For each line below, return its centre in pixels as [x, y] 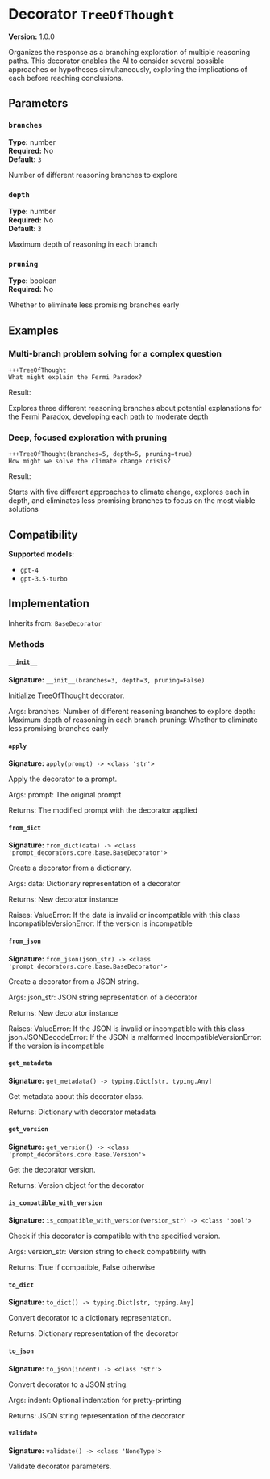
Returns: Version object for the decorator [77, 1185]
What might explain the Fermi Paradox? [75, 377]
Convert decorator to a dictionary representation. [90, 1318]
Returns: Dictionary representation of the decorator [93, 1333]
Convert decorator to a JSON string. [69, 1384]
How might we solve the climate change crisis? [90, 462]
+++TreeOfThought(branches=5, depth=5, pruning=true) [101, 454]
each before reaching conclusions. [66, 78]
